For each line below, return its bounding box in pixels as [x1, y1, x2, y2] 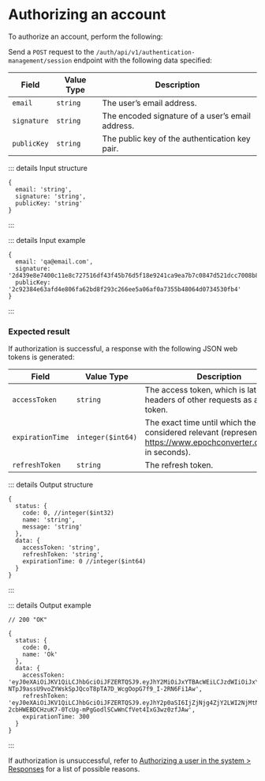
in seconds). [144, 447, 191, 458]
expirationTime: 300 [22, 713, 90, 721]
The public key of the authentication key [102, 133, 251, 144]
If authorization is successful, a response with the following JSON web [8, 344, 238, 354]
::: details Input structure [8, 163, 88, 173]
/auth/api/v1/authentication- [95, 48, 196, 56]
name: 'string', [22, 516, 77, 524]
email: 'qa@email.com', [15, 257, 93, 266]
